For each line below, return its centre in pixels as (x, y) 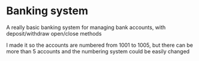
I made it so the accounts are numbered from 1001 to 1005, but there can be (100, 45)
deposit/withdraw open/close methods (54, 33)
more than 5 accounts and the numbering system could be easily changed (98, 51)
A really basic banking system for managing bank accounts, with (86, 27)
